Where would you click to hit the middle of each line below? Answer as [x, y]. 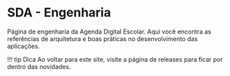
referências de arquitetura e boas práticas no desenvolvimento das [103, 38]
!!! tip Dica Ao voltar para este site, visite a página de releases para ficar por [115, 59]
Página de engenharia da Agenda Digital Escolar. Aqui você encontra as [109, 31]
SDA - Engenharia [59, 13]
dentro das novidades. [39, 66]
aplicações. [23, 46]
